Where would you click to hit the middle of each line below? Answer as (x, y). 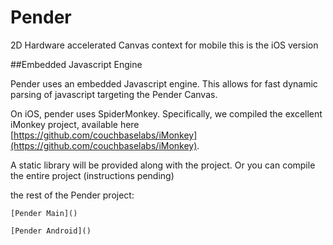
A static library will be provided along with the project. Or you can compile (163, 165)
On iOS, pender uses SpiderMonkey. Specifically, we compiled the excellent (166, 113)
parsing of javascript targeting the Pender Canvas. (114, 94)
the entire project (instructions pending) (92, 175)
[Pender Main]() (44, 213)
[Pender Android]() (51, 231)
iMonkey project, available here (75, 124)
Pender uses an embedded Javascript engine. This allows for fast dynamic (164, 83)
